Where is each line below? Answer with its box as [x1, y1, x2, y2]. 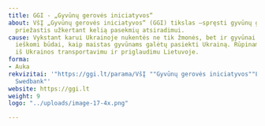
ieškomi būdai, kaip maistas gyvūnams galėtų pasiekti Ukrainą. [15, 41, 231, 49]
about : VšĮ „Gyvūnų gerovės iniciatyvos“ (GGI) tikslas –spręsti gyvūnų [8, 19, 252, 27]
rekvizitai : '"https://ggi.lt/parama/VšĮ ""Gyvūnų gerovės [8, 70, 207, 78]
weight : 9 [8, 92, 41, 100]
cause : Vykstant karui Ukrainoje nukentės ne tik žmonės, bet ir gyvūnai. [8, 33, 259, 42]
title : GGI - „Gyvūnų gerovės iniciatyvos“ [8, 11, 154, 20]
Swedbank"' [15, 77, 51, 85]
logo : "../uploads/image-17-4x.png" [8, 99, 129, 107]
